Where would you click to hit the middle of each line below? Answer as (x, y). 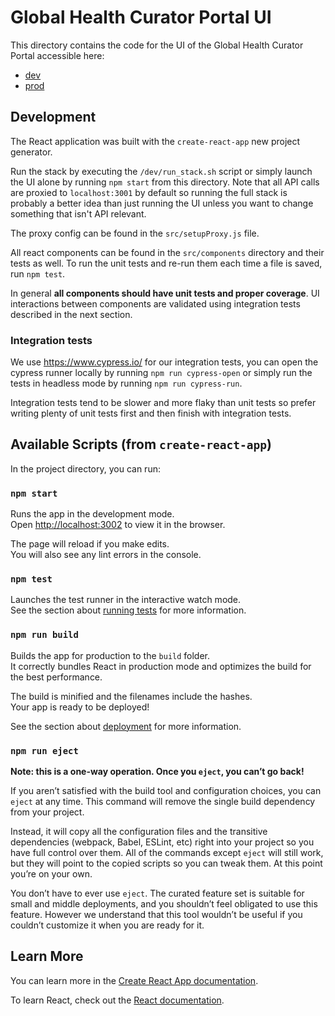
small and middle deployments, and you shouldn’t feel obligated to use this (164, 904)
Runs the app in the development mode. (92, 514)
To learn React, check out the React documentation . (117, 1000)
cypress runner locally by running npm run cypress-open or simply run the (161, 373)
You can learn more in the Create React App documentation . (134, 980)
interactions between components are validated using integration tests (155, 303)
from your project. (47, 812)
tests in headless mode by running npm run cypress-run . (126, 383)
